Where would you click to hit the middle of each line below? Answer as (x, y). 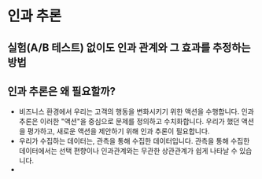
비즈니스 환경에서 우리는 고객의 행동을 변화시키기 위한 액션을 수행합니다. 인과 (137, 111)
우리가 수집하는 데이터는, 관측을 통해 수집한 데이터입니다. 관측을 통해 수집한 (134, 141)
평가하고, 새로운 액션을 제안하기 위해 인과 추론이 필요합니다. (118, 131)
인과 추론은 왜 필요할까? (61, 91)
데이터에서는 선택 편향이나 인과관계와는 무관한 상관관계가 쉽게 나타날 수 (128, 151)
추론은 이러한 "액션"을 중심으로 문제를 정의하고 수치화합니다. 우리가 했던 (129, 122)
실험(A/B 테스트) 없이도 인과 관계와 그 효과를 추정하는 (129, 47)
